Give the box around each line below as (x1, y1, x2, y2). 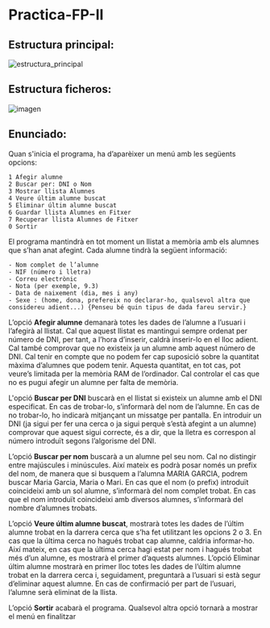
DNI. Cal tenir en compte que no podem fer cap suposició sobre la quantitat (8, 351, 260, 361)
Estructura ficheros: (8, 82, 112, 96)
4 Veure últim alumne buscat (8, 194, 106, 203)
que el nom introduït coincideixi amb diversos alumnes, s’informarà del (8, 494, 243, 504)
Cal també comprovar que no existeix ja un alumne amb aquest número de (8, 343, 255, 353)
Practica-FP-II (8, 6, 104, 24)
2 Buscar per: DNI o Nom (8, 180, 92, 188)
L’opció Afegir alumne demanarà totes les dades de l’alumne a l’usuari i (8, 317, 246, 327)
